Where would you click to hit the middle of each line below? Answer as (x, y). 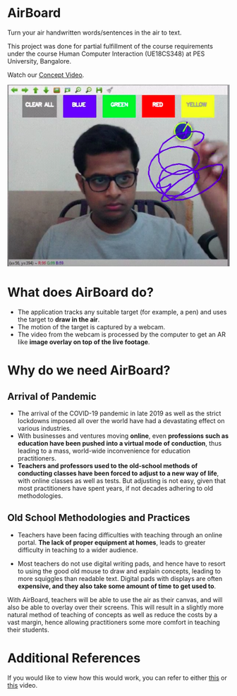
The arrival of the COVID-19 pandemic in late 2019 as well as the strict (119, 413)
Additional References (74, 658)
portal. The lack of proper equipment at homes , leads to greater (111, 542)
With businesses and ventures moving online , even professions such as (123, 436)
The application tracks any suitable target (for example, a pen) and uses (122, 312)
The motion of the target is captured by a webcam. (91, 327)
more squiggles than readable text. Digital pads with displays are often (120, 578)
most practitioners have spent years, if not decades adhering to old (115, 488)
